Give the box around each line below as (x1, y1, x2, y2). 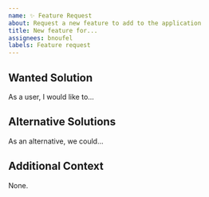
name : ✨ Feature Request (8, 11, 93, 20)
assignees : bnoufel (8, 33, 73, 42)
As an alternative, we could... (8, 136, 104, 146)
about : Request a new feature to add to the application (8, 19, 202, 27)
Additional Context (8, 160, 104, 173)
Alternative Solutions (8, 115, 116, 128)
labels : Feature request (8, 41, 91, 49)
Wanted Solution (8, 71, 93, 85)
